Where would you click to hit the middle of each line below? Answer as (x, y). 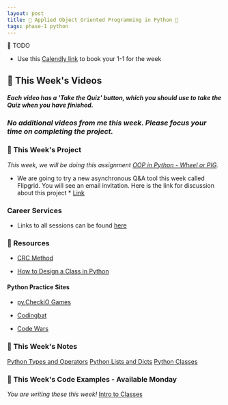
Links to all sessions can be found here (72, 225)
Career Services (35, 210)
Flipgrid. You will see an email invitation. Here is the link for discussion (116, 185)
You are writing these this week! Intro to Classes (75, 394)
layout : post (26, 13)
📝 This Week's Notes (42, 347)
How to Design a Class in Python (63, 271)
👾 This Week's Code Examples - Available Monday (92, 379)
